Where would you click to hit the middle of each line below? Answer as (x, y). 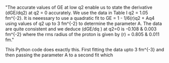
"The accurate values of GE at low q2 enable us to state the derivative (79, 7)
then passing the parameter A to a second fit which (59, 55)
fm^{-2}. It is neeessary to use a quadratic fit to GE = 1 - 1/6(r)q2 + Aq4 (80, 18)
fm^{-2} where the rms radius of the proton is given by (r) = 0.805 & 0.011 (82, 34)
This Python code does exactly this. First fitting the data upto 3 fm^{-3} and (85, 50)
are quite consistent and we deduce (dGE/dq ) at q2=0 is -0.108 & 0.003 (81, 29)
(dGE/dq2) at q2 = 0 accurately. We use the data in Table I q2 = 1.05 (77, 13)
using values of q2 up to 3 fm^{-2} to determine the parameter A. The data (84, 23)
